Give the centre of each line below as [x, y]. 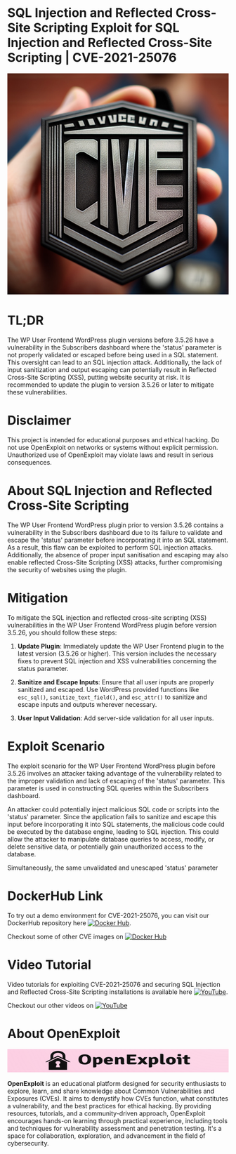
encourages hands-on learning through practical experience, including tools [118, 1120]
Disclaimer [39, 421]
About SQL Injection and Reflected [110, 491]
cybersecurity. [28, 1143]
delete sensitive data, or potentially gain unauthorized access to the [105, 847]
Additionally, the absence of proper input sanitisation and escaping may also [118, 555]
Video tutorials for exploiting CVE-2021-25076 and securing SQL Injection [114, 984]
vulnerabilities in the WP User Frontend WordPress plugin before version [112, 625]
